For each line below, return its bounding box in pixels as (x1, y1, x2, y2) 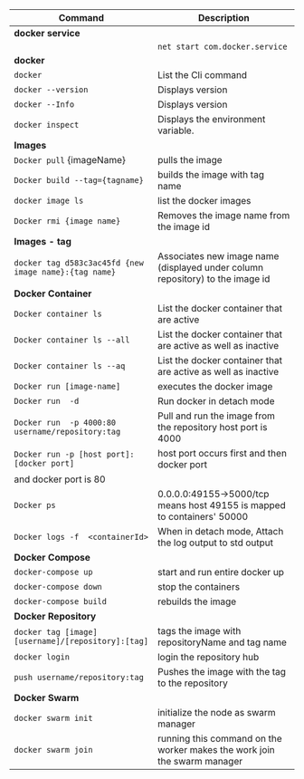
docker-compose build (14, 597, 107, 606)
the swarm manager (157, 755, 242, 767)
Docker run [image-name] (14, 381, 121, 391)
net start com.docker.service (157, 42, 288, 52)
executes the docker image (157, 380, 273, 392)
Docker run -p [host (14, 449, 102, 459)
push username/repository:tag (14, 672, 145, 682)
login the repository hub (157, 651, 260, 663)
